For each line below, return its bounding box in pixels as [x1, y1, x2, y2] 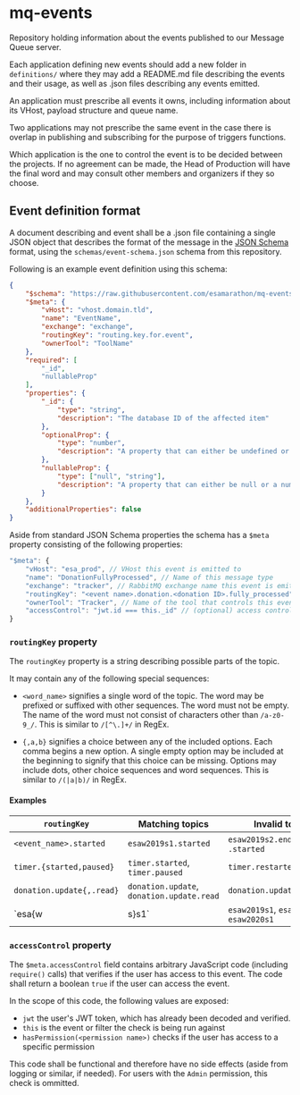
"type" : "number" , [56, 439, 126, 448]
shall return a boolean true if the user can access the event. [9, 978, 230, 989]
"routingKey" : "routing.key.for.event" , [41, 331, 194, 340]
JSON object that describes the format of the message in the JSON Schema [9, 236, 289, 248]
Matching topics [137, 817, 210, 830]
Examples [9, 795, 47, 806]
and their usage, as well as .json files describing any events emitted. [9, 78, 261, 88]
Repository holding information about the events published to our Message [9, 32, 285, 43]
